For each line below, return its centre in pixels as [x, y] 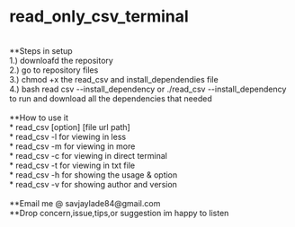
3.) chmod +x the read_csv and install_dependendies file [114, 79]
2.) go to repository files [54, 70]
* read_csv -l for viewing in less [68, 136]
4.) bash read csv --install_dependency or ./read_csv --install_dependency [148, 89]
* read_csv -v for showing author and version [94, 184]
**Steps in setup [41, 50]
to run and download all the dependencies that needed [111, 98]
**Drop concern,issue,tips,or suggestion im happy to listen [119, 213]
